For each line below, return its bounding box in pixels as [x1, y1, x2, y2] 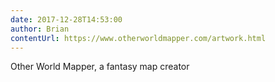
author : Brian [10, 24, 70, 34]
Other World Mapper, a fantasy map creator [10, 61, 190, 73]
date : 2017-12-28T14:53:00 [10, 14, 123, 25]
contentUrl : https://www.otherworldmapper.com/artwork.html [10, 33, 267, 43]
